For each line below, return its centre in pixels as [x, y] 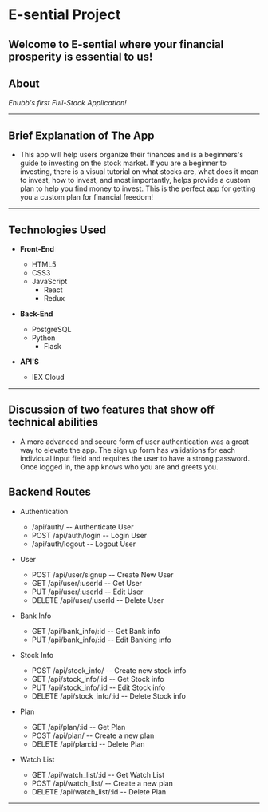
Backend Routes [50, 492]
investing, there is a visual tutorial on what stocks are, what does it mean [139, 172]
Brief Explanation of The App [81, 135]
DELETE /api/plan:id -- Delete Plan [88, 743]
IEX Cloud [48, 378]
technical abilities [53, 422]
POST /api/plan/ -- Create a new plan [93, 735]
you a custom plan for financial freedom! [87, 197]
